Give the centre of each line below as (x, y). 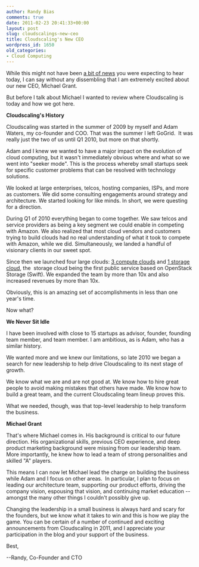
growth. (16, 370)
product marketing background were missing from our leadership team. (94, 448)
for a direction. (24, 207)
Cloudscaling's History (35, 115)
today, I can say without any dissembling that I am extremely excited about (98, 79)
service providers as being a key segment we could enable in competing (95, 225)
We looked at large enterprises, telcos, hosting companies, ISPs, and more (98, 188)
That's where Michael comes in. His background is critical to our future (93, 435)
